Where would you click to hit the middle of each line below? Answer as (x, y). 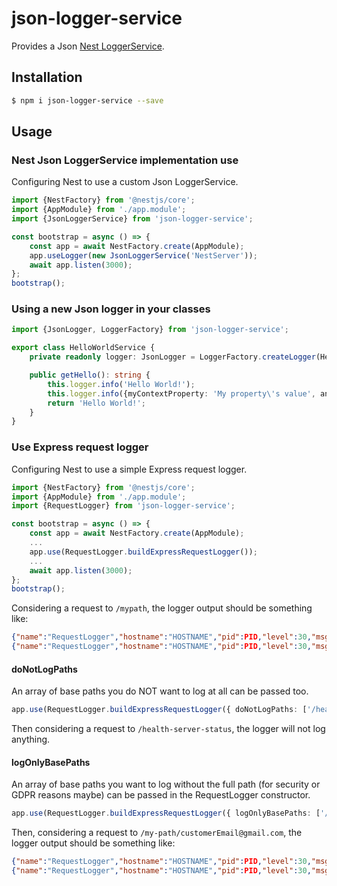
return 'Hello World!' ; (96, 403)
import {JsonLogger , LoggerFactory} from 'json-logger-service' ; (150, 330)
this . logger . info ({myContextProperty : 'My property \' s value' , (181, 393)
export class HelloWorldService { (83, 348)
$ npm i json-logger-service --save (87, 100)
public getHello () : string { (90, 375)
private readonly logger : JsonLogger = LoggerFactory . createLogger (172, 357)
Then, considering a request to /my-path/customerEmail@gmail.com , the (157, 833)
